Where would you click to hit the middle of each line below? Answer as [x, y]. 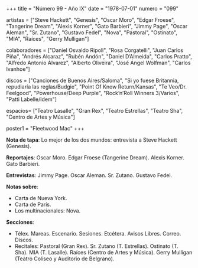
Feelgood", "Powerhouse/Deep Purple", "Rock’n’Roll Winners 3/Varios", [93, 93]
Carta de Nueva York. [41, 198]
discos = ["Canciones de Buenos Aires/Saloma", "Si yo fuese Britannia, [92, 80]
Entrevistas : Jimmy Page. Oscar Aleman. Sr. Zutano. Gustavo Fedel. [89, 175]
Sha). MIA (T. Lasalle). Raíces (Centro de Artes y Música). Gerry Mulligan [103, 252]
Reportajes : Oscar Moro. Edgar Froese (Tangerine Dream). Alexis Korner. [95, 158]
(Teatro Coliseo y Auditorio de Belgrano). [64, 259]
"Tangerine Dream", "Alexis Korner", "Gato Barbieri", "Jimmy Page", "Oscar [97, 26]
